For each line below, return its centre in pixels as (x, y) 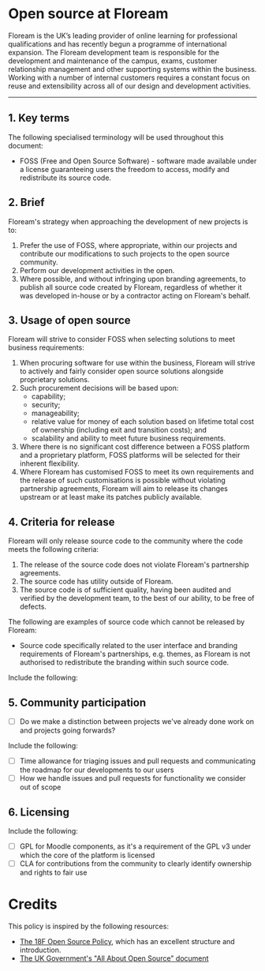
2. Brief (26, 202)
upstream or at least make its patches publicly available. (111, 497)
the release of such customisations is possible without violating (123, 480)
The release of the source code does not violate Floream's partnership (134, 564)
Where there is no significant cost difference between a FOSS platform (134, 447)
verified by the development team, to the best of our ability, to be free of (137, 598)
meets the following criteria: (54, 549)
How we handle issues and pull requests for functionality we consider (132, 778)
